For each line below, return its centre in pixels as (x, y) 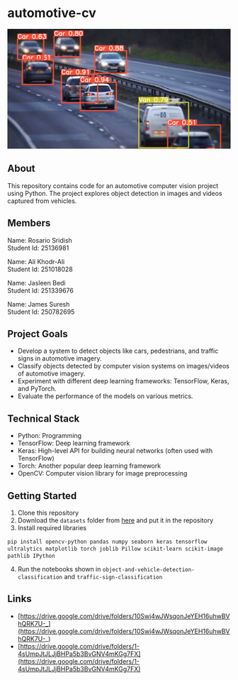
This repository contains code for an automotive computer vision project (113, 185)
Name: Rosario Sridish (40, 240)
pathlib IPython (31, 556)
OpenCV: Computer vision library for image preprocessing (102, 473)
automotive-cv (52, 13)
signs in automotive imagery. (59, 358)
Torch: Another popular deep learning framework (89, 466)
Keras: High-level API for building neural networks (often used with (115, 451)
